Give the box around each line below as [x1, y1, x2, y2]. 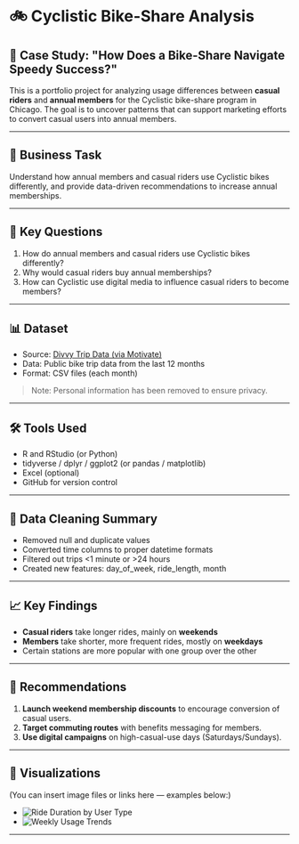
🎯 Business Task [9, 148, 102, 163]
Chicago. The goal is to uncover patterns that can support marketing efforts [9, 104, 287, 115]
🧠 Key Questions [9, 224, 103, 239]
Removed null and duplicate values [21, 535, 150, 546]
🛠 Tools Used [9, 420, 87, 435]
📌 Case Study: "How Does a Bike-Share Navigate [9, 47, 286, 62]
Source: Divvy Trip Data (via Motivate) [21, 349, 163, 360]
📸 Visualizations [9, 766, 101, 781]
